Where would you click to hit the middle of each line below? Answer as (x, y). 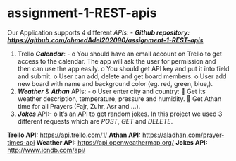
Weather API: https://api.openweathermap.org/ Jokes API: (122, 142)
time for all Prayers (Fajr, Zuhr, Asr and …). (79, 106)
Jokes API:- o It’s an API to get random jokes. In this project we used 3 (120, 114)
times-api (21, 142)
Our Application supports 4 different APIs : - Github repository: (99, 32)
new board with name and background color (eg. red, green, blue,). (115, 83)
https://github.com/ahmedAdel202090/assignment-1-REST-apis (105, 40)
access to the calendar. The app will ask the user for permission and (117, 61)
